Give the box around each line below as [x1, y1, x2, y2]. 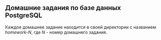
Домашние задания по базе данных [5, 4, 121, 12]
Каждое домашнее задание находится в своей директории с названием [5, 24, 157, 30]
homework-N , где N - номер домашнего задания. [5, 29, 107, 35]
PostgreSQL [5, 12, 42, 20]
